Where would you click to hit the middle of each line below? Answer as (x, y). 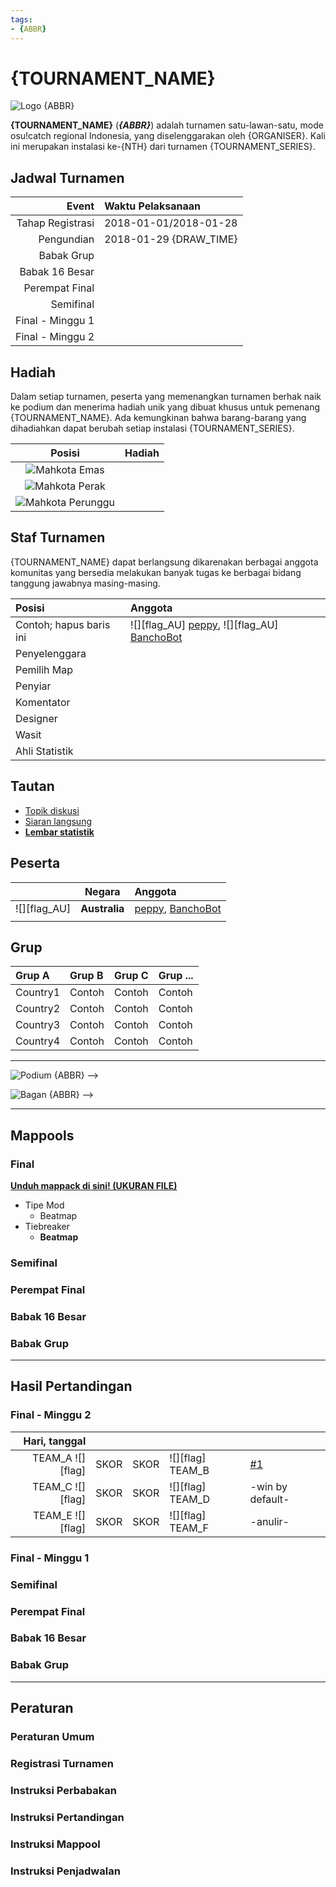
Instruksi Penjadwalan (65, 1871)
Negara (102, 891)
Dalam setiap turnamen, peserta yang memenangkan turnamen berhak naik (166, 397)
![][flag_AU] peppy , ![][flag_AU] (204, 624)
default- (269, 1499)
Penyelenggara (51, 653)
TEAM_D (190, 1499)
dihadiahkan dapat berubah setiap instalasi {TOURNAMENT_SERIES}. (152, 428)
